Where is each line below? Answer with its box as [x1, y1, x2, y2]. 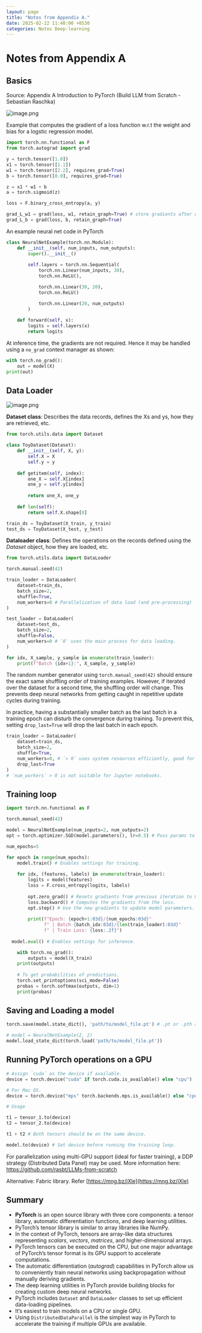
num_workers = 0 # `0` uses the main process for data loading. [17, 638, 176, 644]
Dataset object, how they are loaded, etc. [6, 543, 109, 551]
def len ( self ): [17, 503, 55, 510]
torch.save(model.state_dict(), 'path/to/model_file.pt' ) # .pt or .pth [6, 1021, 192, 1028]
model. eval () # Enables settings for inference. [11, 938, 136, 945]
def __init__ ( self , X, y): [17, 448, 85, 454]
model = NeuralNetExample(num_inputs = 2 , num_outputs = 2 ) [6, 827, 149, 833]
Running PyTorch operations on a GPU [6, 1055, 152, 1065]
